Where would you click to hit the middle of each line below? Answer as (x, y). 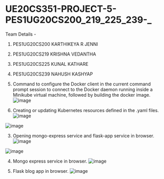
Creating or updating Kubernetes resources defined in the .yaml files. (86, 110)
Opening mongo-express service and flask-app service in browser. (84, 136)
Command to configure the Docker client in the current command (82, 84)
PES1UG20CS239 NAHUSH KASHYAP (53, 74)
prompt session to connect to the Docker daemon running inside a (83, 89)
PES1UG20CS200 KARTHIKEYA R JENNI (55, 44)
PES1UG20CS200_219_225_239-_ (79, 20)
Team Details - (21, 34)
